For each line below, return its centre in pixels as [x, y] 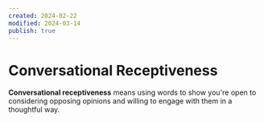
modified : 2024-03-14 [45, 23]
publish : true [32, 31]
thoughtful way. [34, 110]
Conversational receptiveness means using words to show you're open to [132, 92]
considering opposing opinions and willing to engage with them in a [120, 101]
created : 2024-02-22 [43, 16]
